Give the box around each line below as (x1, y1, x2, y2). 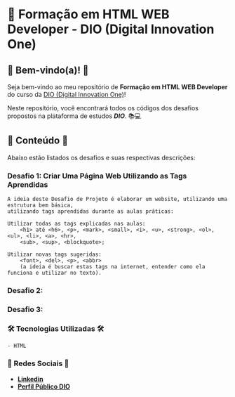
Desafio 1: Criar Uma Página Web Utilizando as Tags (7, 171, 187, 181)
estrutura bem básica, (7, 202, 74, 209)
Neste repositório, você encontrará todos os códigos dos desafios (7, 104, 199, 112)
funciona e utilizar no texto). (7, 270, 102, 277)
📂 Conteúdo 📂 (7, 135, 69, 147)
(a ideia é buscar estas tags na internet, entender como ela (20, 263, 206, 271)
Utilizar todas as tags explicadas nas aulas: (7, 221, 146, 228)
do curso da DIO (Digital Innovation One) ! (7, 91, 126, 98)
